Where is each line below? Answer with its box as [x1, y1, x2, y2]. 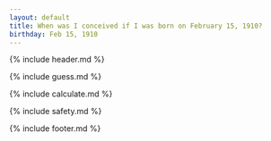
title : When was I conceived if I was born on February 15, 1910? [9, 21, 263, 30]
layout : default [9, 12, 70, 22]
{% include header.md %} [9, 54, 105, 65]
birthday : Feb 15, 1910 [9, 29, 99, 38]
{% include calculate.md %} [9, 88, 113, 99]
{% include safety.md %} [9, 106, 102, 117]
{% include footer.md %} [9, 123, 101, 134]
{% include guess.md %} [9, 71, 101, 82]
